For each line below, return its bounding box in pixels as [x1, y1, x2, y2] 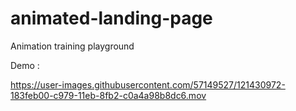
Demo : [10, 59, 40, 71]
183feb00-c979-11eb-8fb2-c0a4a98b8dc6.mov [10, 89, 207, 101]
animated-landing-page [10, 7, 213, 30]
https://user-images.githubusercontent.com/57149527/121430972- [10, 78, 286, 91]
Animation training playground [10, 40, 135, 52]
